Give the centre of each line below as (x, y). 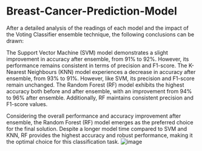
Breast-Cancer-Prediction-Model (92, 11)
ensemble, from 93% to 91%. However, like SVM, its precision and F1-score (101, 78)
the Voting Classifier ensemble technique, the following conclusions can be (100, 34)
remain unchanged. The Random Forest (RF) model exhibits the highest (95, 85)
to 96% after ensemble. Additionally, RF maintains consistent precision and (100, 98)
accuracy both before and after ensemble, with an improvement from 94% (99, 91)
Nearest (16, 72)
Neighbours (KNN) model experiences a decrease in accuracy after (111, 72)
